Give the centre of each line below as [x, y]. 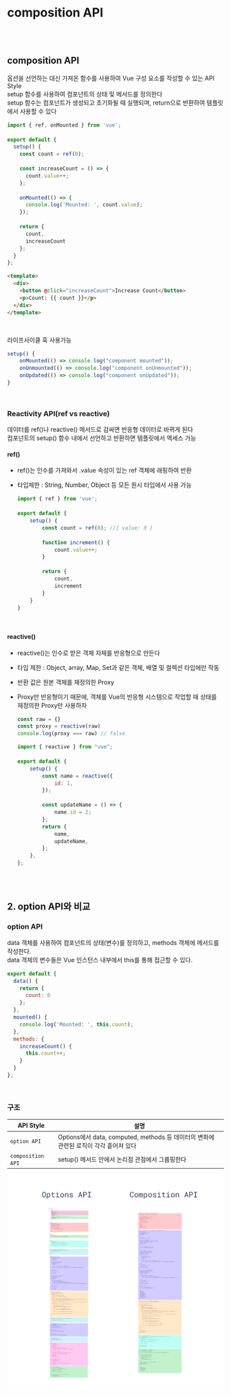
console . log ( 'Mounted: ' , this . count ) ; [77, 1024]
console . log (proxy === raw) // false [71, 734]
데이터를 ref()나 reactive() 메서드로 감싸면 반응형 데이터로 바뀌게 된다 [100, 430]
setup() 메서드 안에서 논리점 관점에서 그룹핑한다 [122, 1160]
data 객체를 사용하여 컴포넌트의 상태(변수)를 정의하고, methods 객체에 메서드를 [113, 942]
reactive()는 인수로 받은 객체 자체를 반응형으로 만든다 [88, 653]
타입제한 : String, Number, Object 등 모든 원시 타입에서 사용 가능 [104, 485]
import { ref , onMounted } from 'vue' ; [64, 125]
